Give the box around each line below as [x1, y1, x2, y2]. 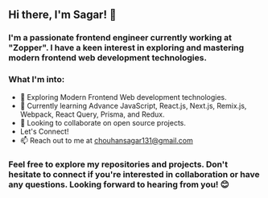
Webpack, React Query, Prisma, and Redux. [19, 109, 165, 119]
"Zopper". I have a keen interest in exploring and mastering [8, 42, 245, 53]
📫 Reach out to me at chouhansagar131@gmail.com [19, 135, 193, 145]
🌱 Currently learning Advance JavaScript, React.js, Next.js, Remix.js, [19, 101, 247, 110]
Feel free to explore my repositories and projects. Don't [8, 159, 228, 170]
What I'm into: [8, 74, 65, 85]
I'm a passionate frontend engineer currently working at [8, 32, 232, 43]
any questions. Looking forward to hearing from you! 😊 [8, 179, 229, 190]
